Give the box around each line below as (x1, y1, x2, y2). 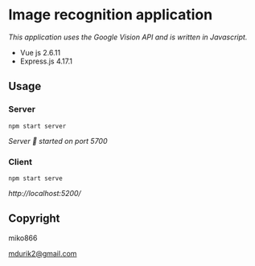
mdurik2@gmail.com (8, 248, 77, 258)
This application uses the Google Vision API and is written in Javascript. (8, 32, 248, 42)
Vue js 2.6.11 (19, 47, 61, 57)
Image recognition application (8, 6, 213, 24)
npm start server (8, 122, 67, 130)
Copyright (8, 211, 60, 226)
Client (8, 156, 32, 167)
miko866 (8, 233, 38, 243)
